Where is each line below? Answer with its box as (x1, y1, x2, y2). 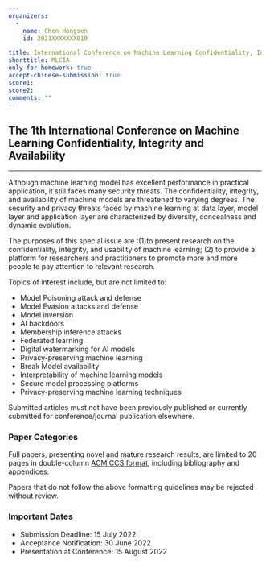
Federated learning (19, 336, 84, 346)
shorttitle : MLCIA (8, 56, 70, 64)
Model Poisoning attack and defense (19, 293, 142, 303)
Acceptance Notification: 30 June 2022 (19, 537, 151, 548)
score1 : (8, 78, 35, 87)
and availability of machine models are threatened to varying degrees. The (8, 195, 255, 205)
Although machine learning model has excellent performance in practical (8, 178, 249, 188)
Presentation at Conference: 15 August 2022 (19, 546, 167, 556)
